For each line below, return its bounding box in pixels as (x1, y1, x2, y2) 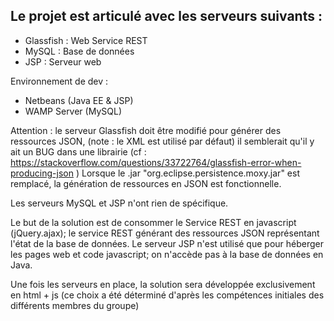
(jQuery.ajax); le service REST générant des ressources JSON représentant (10, 227, 320, 239)
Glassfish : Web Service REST (24, 34, 148, 46)
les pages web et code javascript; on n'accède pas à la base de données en (10, 248, 324, 260)
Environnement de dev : (10, 75, 109, 87)
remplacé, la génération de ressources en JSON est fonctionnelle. (10, 177, 282, 189)
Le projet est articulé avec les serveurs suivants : (10, 8, 323, 25)
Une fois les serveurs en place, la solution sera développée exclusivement (10, 278, 316, 290)
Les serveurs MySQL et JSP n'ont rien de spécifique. (10, 197, 229, 209)
